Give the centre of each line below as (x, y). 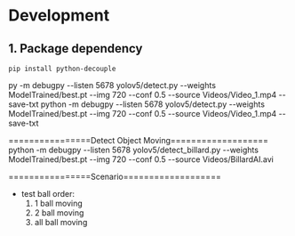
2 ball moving (59, 213)
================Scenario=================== (115, 176)
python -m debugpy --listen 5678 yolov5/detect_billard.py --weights (134, 150)
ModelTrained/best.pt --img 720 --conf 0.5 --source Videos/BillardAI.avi (141, 159)
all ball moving (61, 222)
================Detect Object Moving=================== (138, 140)
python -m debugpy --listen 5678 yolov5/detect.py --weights (153, 104)
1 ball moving (59, 203)
